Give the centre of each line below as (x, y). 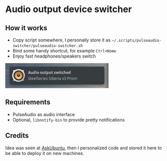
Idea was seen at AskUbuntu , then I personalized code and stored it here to (84, 148)
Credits (17, 136)
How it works (26, 28)
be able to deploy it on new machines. (45, 153)
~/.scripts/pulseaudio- (137, 40)
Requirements (28, 102)
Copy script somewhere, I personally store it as (62, 40)
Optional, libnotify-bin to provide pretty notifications (69, 120)
